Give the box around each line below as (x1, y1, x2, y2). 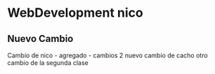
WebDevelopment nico (7, 5, 143, 21)
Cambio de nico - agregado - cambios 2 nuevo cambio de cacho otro (7, 51, 209, 59)
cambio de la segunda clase (7, 59, 89, 67)
